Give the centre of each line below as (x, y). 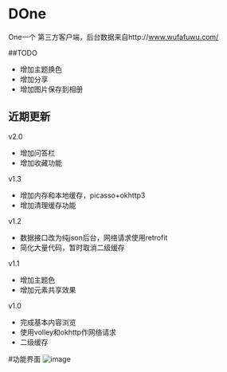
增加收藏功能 (41, 163)
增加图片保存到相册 (51, 89)
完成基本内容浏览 (48, 322)
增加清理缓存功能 (48, 205)
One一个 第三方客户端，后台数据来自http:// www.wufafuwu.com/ (113, 37)
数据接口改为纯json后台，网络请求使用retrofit (94, 237)
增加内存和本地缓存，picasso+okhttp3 (82, 195)
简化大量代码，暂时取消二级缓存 (72, 247)
